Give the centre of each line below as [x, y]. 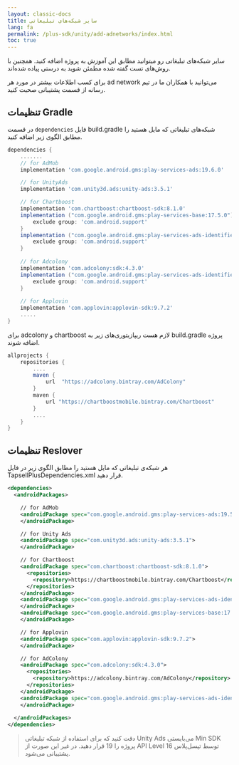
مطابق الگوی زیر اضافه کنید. [45, 137]
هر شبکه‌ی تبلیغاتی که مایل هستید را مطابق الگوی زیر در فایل [88, 468]
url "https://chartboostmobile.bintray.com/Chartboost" [130, 402]
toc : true [22, 41]
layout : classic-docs [39, 14]
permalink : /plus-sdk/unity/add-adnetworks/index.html [90, 34]
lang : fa [20, 27]
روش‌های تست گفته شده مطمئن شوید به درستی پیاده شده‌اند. [89, 68]
